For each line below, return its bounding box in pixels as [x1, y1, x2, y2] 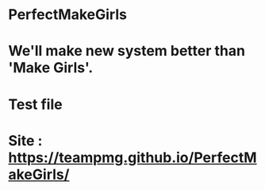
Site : [8, 131, 43, 149]
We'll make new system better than [8, 42, 246, 60]
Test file [8, 95, 63, 113]
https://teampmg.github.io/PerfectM [8, 149, 257, 166]
